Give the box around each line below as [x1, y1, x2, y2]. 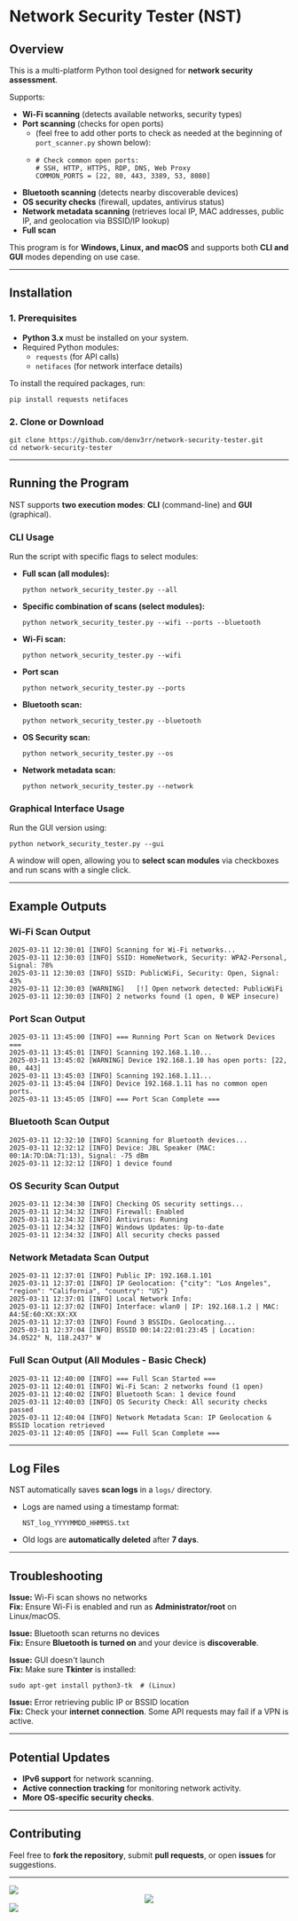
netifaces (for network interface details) [35, 360, 184, 371]
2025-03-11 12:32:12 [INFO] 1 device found [9, 1158, 173, 1168]
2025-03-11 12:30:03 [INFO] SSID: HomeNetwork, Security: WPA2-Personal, [9, 953, 288, 962]
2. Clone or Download [9, 415, 105, 428]
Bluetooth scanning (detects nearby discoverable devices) [21, 187, 239, 197]
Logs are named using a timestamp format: [21, 1502, 180, 1513]
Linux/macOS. [9, 1611, 61, 1622]
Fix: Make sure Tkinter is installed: [9, 1664, 137, 1675]
